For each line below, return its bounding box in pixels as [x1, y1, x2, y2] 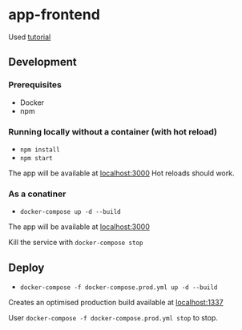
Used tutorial [8, 32, 51, 42]
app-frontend [8, 6, 100, 24]
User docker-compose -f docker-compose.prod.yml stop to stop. [8, 313, 219, 323]
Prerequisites [8, 79, 62, 91]
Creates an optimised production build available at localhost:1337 [8, 298, 224, 308]
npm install [19, 146, 60, 154]
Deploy [8, 260, 45, 274]
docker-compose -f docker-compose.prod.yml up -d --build [19, 284, 218, 292]
